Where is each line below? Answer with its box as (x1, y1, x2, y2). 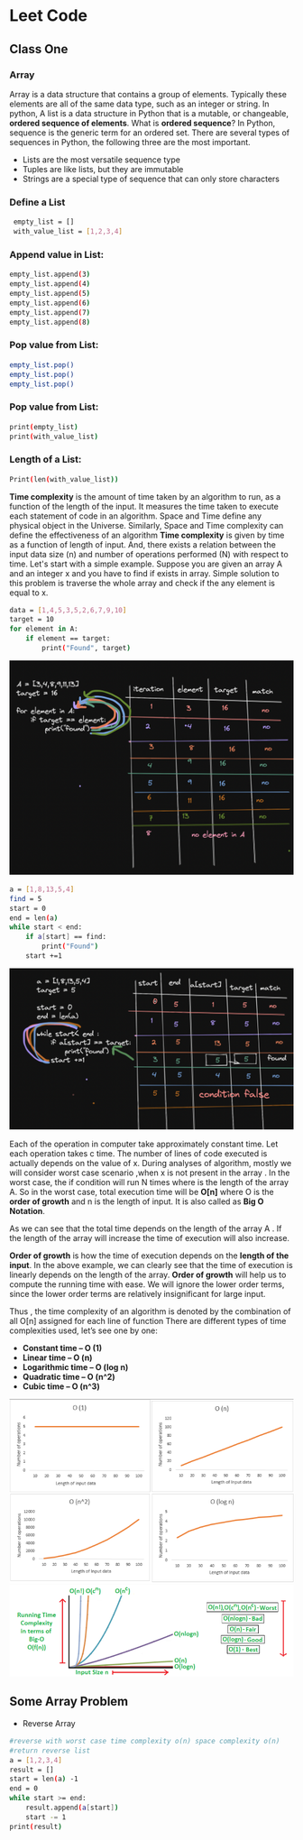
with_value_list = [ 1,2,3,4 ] (13, 227, 124, 236)
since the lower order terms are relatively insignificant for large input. (9, 1289, 266, 1300)
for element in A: (9, 624, 78, 634)
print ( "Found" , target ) (41, 644, 131, 653)
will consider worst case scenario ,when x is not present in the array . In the (9, 1167, 290, 1178)
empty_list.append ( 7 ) (9, 308, 91, 317)
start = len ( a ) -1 (9, 1774, 78, 1784)
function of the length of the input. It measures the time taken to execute (9, 501, 280, 511)
